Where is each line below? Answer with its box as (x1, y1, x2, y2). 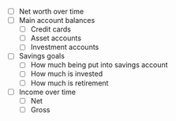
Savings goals (18, 51, 65, 61)
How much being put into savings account (30, 60, 168, 70)
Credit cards (30, 25, 72, 34)
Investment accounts (30, 43, 99, 52)
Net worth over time (18, 7, 84, 16)
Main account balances (18, 16, 95, 25)
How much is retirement (30, 78, 109, 88)
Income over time (18, 87, 77, 96)
